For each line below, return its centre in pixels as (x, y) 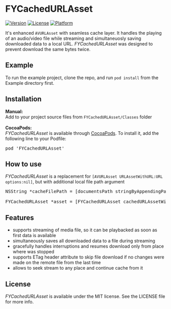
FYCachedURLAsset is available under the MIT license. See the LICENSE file (85, 296)
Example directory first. (30, 83)
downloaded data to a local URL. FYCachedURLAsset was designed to (79, 43)
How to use (23, 164)
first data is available (34, 235)
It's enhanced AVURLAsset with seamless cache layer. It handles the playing (83, 33)
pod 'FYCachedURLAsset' (35, 148)
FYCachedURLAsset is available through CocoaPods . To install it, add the (82, 133)
